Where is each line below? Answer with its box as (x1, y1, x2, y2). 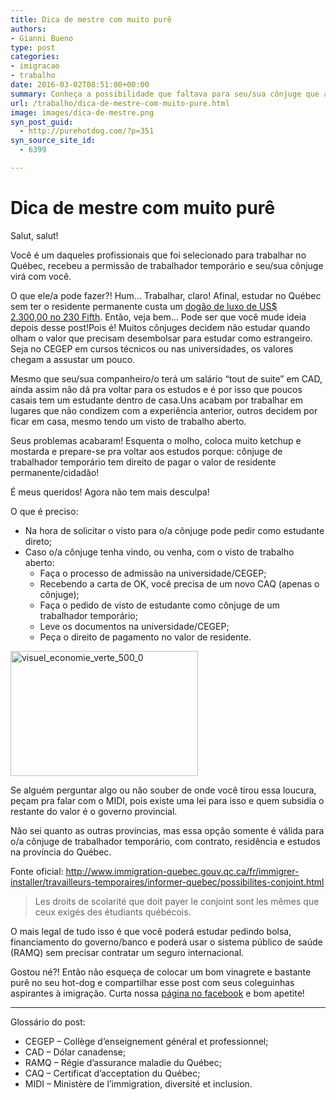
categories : (10, 52, 60, 62)
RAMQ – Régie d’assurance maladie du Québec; (24, 1056, 222, 1068)
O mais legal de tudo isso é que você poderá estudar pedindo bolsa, (10, 925, 292, 937)
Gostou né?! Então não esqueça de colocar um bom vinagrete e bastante (10, 966, 312, 978)
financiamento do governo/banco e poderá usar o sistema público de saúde (10, 936, 323, 948)
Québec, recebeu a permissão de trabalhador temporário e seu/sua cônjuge (10, 259, 324, 271)
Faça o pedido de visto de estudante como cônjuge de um (39, 599, 280, 611)
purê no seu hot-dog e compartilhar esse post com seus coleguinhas (10, 976, 295, 988)
